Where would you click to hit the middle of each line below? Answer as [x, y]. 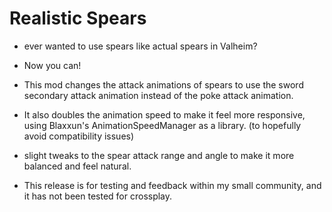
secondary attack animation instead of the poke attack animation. [158, 95]
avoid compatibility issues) [79, 136]
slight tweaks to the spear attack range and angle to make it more [159, 155]
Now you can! [52, 65]
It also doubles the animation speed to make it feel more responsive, [164, 114]
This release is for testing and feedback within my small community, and [172, 185]
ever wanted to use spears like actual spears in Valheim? [140, 46]
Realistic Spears [78, 18]
